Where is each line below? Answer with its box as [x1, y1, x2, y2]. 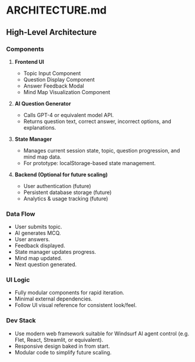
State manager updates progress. [14, 248, 96, 256]
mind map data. [23, 153, 62, 160]
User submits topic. [14, 223, 62, 231]
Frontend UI [14, 58, 44, 65]
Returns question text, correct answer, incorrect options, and [23, 118, 172, 125]
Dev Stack [6, 316, 37, 325]
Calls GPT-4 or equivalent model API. [23, 111, 114, 118]
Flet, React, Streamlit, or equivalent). [14, 336, 104, 343]
